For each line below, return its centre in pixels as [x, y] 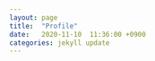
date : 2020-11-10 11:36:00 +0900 [77, 34]
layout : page [34, 17]
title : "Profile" [43, 26]
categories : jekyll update [60, 43]
